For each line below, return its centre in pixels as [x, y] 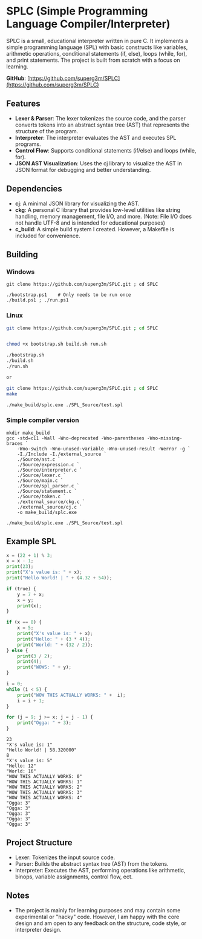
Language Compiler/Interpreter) [88, 24]
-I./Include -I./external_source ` [62, 454]
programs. [28, 144]
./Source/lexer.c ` [42, 475]
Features [23, 104]
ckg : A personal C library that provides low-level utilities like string [97, 209]
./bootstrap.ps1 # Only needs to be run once [69, 295]
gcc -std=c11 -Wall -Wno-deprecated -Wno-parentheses [76, 438]
